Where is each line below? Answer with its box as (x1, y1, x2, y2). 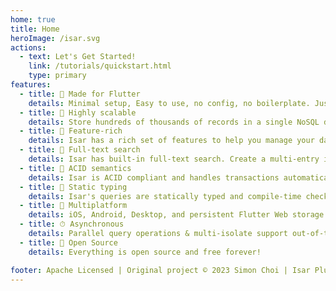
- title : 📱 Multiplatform (19, 201, 128, 211)
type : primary (28, 71, 87, 81)
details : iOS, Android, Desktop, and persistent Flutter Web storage (28, 210, 325, 220)
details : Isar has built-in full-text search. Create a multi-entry (28, 154, 320, 164)
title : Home (10, 24, 60, 34)
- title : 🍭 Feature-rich (19, 126, 123, 136)
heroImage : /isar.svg (10, 33, 101, 43)
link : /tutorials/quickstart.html (28, 61, 172, 71)
